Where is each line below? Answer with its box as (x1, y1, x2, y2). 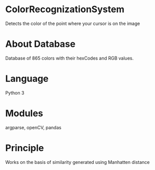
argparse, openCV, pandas (5, 124, 62, 130)
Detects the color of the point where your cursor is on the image (5, 20, 140, 26)
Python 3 (5, 90, 24, 96)
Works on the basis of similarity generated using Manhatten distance (5, 159, 150, 165)
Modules (5, 108, 43, 119)
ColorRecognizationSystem (5, 4, 125, 15)
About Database (5, 38, 75, 50)
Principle (5, 142, 44, 154)
